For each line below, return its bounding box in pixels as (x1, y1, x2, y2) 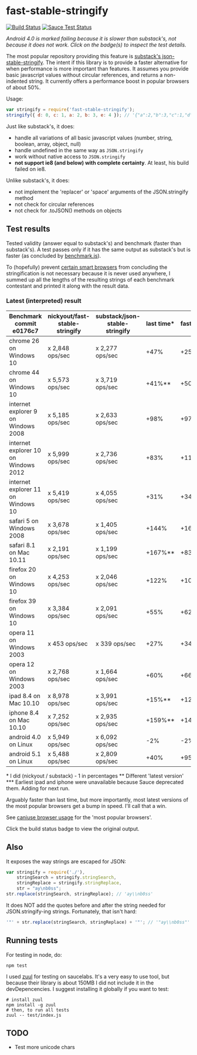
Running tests (6, 936, 59, 946)
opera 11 (9, 628, 35, 636)
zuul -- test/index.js (6, 1012, 62, 1018)
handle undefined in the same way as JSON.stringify (14, 146, 144, 153)
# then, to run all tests (6, 1007, 69, 1013)
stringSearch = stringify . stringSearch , (16, 874, 117, 880)
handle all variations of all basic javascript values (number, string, (14, 134, 173, 141)
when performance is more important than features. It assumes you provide (6, 65, 189, 72)
